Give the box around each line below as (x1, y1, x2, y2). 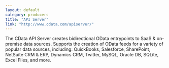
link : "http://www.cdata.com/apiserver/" (5, 21, 94, 27)
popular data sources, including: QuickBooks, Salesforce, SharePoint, (5, 46, 151, 52)
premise (5, 41, 22, 47)
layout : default (5, 7, 40, 13)
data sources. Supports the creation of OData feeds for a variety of (23, 41, 163, 47)
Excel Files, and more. (5, 57, 52, 63)
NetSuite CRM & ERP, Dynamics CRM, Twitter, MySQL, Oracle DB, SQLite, (5, 52, 159, 58)
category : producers (5, 12, 49, 17)
